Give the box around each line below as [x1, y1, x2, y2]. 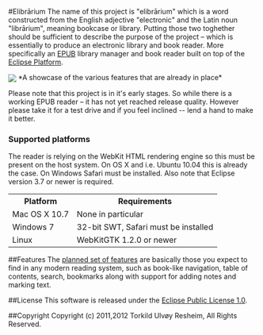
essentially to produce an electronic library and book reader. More [8, 40, 224, 50]
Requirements [117, 196, 173, 207]
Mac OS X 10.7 [12, 209, 70, 220]
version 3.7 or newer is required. [8, 177, 114, 187]
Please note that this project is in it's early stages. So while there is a [8, 89, 232, 98]
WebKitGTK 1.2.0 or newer [76, 234, 177, 245]
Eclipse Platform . [8, 57, 63, 67]
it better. [8, 114, 36, 124]
